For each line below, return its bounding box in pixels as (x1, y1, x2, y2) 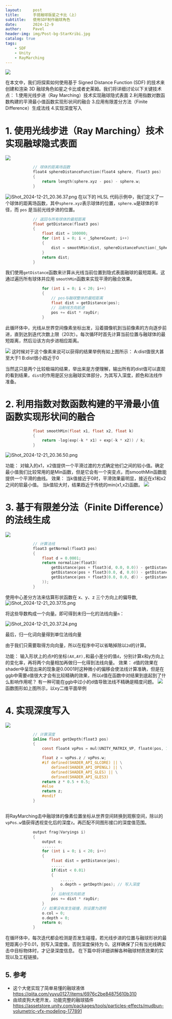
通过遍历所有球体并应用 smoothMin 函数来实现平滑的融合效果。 (5, 276, 135, 282)
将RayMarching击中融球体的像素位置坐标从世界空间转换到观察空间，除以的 (5, 813, 163, 819)
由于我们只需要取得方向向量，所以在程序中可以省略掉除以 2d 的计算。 (5, 642, 149, 648)
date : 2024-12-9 (5, 22, 54, 27)
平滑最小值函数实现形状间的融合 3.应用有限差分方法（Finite (23, 98, 148, 105)
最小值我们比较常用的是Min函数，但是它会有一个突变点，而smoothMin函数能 (5, 469, 167, 475)
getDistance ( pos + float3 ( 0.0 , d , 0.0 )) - (51, 570, 143, 575)
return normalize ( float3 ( (41, 560, 97, 565)
